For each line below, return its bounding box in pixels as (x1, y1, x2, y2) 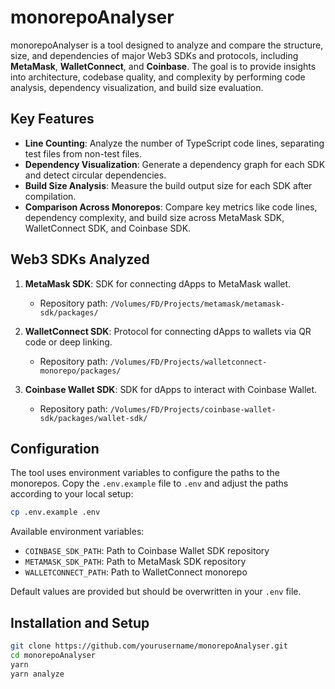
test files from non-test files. (24, 147, 143, 160)
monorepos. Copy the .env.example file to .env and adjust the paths (10, 477, 289, 490)
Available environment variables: (10, 526, 145, 538)
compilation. (24, 190, 77, 202)
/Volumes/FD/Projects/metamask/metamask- (109, 299, 286, 309)
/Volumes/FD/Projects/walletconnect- (109, 357, 268, 367)
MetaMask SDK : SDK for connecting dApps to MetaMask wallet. (24, 277, 292, 290)
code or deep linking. (24, 336, 113, 348)
